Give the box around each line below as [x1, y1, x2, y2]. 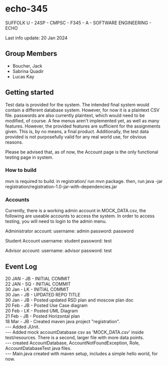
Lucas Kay [12, 74, 35, 80]
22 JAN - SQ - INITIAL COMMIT [5, 281, 71, 287]
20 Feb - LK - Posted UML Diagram [5, 308, 78, 314]
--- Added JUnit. [5, 324, 40, 330]
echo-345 [5, 3, 48, 15]
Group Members [5, 49, 58, 58]
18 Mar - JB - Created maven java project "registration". [5, 318, 120, 324]
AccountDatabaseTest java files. [5, 345, 72, 351]
